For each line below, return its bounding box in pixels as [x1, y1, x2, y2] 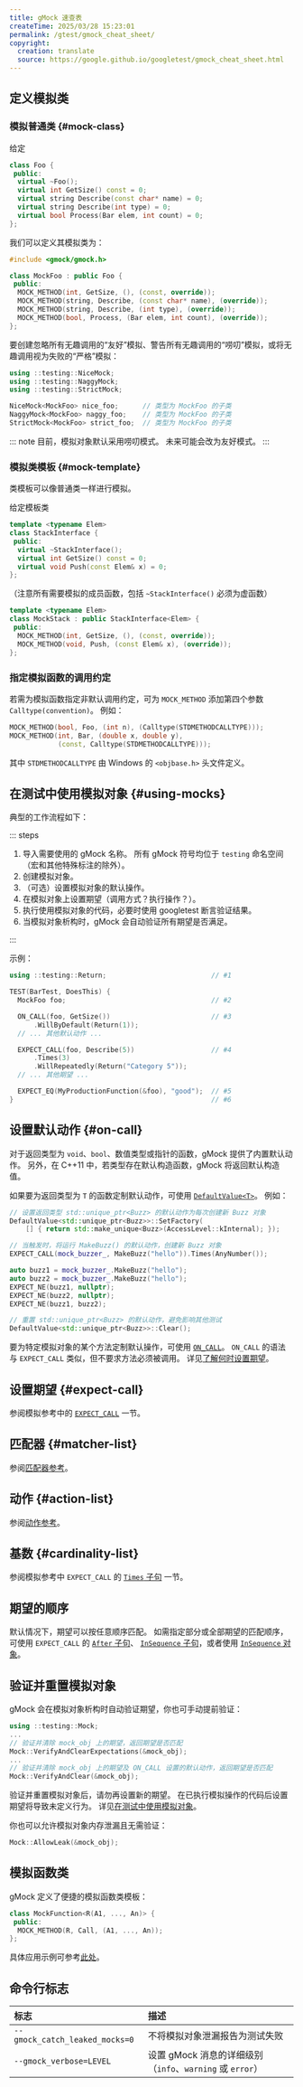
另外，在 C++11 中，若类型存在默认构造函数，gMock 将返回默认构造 [26, 1159, 280, 1170]
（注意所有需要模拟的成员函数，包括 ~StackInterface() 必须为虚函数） [9, 588, 272, 599]
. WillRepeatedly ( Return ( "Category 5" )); [32, 1062, 188, 1071]
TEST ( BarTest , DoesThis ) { [9, 987, 111, 997]
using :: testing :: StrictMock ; [9, 385, 124, 394]
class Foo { [9, 160, 54, 170]
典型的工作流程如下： [9, 812, 88, 823]
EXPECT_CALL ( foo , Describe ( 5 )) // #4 [17, 1045, 232, 1054]
